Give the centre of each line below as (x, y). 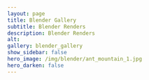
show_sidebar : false (37, 53)
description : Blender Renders (51, 33)
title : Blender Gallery (42, 20)
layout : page (26, 14)
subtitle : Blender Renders (47, 26)
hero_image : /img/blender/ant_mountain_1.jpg (74, 59)
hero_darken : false (36, 65)
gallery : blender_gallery (45, 46)
